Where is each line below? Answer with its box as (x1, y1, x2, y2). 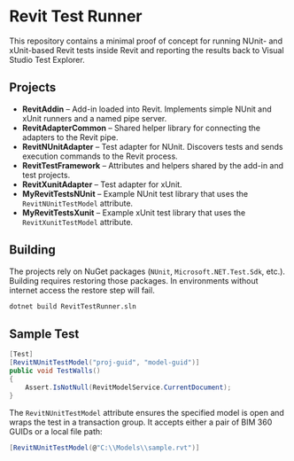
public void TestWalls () (9, 366, 101, 375)
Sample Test (9, 326, 80, 341)
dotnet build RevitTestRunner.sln (9, 301, 137, 311)
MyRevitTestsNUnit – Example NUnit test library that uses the (21, 188, 249, 199)
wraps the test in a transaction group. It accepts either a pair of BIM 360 (9, 417, 273, 427)
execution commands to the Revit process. (21, 151, 179, 161)
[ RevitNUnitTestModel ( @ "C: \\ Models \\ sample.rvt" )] (9, 443, 200, 452)
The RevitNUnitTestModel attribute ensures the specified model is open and (9, 407, 285, 418)
